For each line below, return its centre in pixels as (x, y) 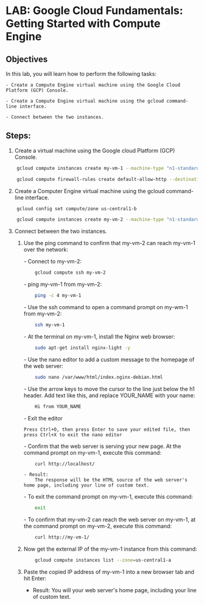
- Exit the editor (43, 418)
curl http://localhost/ (65, 464)
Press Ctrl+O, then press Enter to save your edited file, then (107, 429)
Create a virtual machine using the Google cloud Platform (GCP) (95, 150)
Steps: (18, 136)
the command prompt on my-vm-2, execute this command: (97, 526)
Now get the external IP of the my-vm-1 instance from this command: (110, 549)
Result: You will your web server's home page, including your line (114, 590)
